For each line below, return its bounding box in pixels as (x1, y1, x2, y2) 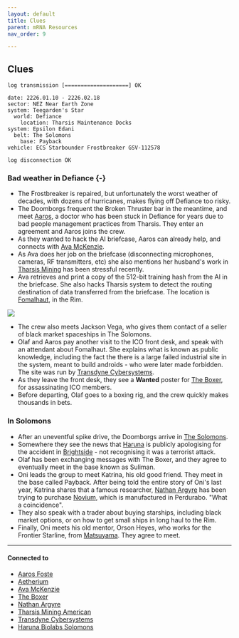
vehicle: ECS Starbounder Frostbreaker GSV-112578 (7, 144, 161, 152)
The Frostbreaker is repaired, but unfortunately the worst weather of (17, 190, 218, 198)
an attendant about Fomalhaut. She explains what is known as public (17, 345, 219, 354)
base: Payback (20, 138, 62, 145)
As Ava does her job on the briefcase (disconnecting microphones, (17, 250, 214, 259)
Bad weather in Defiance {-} (7, 173, 107, 182)
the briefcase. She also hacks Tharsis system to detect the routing (17, 280, 213, 289)
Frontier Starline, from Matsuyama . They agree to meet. (17, 530, 181, 539)
